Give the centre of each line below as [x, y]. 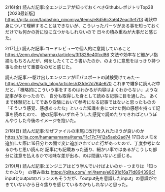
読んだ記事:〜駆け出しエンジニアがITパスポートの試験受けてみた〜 [72, 77]
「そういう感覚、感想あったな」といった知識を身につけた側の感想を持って [81, 108]
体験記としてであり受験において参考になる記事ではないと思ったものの [85, 102]
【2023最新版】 [21, 13]
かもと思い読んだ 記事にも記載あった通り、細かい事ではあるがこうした [81, 149]
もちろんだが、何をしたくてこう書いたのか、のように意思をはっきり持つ [87, 61]
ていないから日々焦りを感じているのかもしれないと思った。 [70, 184]
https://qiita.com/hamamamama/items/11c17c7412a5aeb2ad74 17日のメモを [81, 137]
